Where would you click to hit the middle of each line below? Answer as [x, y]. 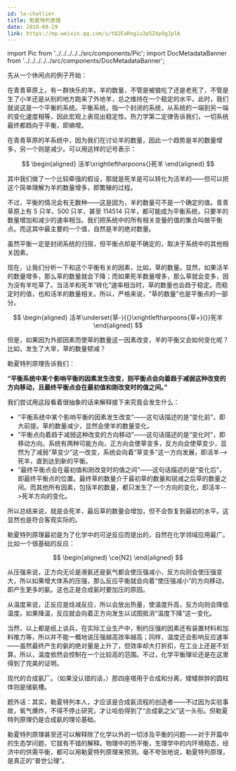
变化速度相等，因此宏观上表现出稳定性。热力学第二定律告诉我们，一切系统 [121, 117]
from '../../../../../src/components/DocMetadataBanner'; [86, 61]
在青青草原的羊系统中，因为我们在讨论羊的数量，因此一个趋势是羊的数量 [112, 140]
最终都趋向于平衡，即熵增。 [47, 125]
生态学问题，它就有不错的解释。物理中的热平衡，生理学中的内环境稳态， [118, 743]
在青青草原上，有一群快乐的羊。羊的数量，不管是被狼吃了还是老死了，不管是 [118, 90]
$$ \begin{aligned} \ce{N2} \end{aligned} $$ [118, 558]
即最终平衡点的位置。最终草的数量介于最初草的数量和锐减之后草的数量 [119, 479]
